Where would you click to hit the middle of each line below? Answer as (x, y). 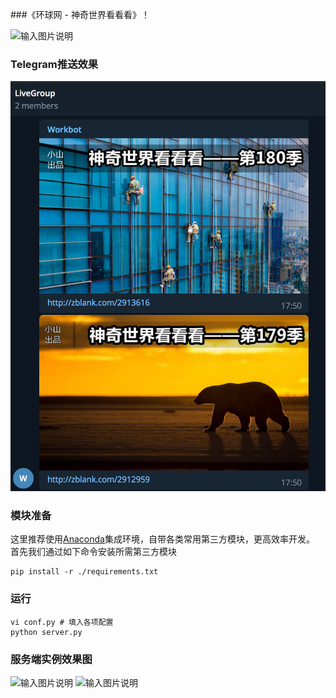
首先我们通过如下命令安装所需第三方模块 (93, 552)
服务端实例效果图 (51, 659)
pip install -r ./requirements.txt (84, 572)
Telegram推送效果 (54, 64)
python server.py (46, 632)
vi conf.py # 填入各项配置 (62, 622)
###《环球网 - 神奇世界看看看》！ (80, 14)
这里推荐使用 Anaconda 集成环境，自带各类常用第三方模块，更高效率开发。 (162, 539)
